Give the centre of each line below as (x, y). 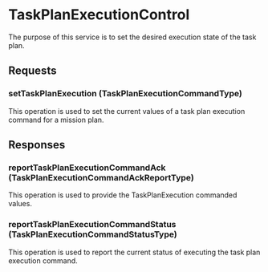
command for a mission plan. (56, 120)
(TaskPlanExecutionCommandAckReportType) (101, 177)
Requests (32, 71)
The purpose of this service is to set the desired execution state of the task (132, 37)
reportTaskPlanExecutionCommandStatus (92, 225)
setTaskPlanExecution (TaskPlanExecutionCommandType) (125, 94)
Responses (37, 145)
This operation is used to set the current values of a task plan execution (127, 111)
